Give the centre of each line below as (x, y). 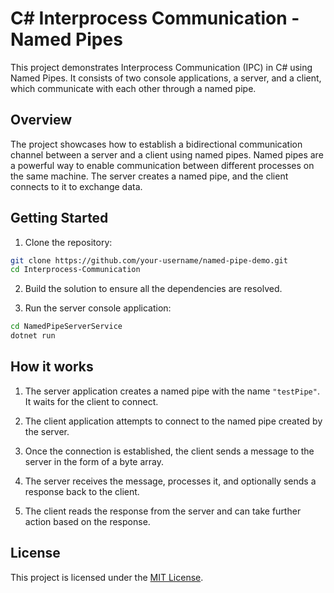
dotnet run (33, 336)
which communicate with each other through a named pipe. (133, 88)
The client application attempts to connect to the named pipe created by (173, 421)
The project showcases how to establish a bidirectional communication (156, 144)
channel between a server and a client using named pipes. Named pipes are (167, 154)
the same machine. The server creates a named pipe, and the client (149, 176)
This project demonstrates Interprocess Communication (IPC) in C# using (161, 67)
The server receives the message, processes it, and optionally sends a (170, 481)
